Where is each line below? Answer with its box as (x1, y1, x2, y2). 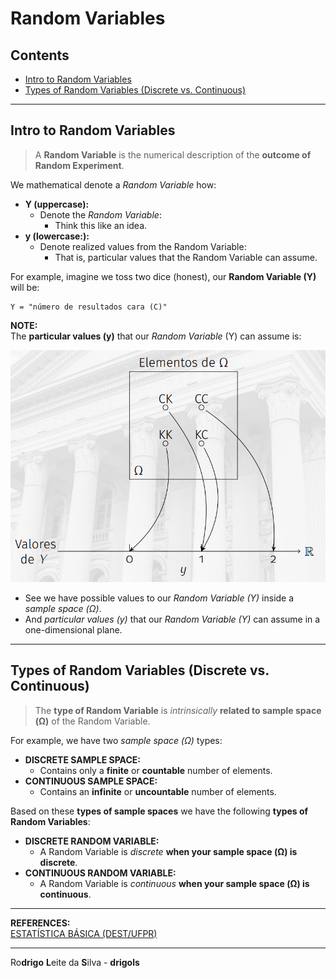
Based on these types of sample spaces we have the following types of (10, 805, 309, 817)
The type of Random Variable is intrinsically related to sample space (34, 704, 322, 716)
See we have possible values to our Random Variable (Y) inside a (24, 592, 295, 604)
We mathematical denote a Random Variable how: (10, 178, 217, 191)
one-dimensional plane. (24, 623, 123, 636)
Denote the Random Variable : (39, 208, 162, 221)
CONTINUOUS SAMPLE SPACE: (24, 775, 158, 787)
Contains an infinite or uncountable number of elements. (39, 785, 277, 797)
